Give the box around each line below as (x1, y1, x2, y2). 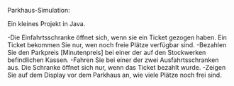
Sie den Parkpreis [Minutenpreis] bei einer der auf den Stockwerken (7, 49, 206, 56)
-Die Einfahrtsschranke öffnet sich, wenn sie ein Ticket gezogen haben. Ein (7, 33, 227, 42)
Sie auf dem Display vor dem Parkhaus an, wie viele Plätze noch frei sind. (7, 70, 222, 79)
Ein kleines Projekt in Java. (7, 20, 86, 27)
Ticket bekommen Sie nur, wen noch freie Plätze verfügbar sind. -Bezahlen (7, 41, 227, 49)
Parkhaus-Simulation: (7, 6, 71, 14)
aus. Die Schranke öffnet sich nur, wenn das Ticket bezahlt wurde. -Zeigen (7, 63, 226, 71)
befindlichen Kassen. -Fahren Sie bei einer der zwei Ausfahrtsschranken (7, 56, 219, 64)
